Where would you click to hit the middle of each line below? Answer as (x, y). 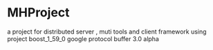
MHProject (39, 13)
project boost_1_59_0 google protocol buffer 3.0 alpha (83, 38)
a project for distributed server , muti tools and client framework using (107, 32)
